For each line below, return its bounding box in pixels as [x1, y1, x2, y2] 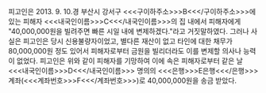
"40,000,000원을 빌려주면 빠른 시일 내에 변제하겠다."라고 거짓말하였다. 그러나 [8, 27, 249, 35]
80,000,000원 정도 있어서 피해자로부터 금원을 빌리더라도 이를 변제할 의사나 [8, 46, 242, 55]
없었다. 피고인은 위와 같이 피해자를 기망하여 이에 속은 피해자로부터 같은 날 [16, 56, 244, 65]
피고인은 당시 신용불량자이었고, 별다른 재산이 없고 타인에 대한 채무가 [22, 36, 233, 46]
